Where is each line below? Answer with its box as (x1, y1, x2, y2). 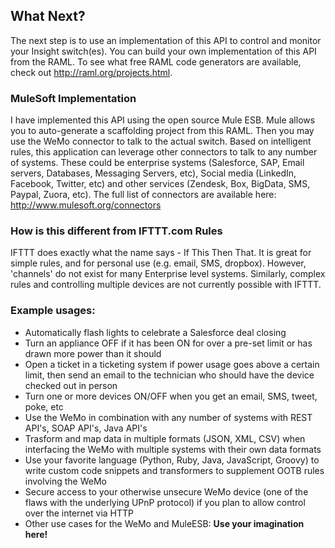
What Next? (10, 8, 86, 25)
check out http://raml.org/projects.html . (10, 66, 173, 78)
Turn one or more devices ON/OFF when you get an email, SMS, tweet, (24, 390, 318, 402)
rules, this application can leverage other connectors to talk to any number (10, 146, 318, 158)
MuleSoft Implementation (10, 91, 137, 105)
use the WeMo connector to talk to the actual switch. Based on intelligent (10, 135, 312, 148)
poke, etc (24, 400, 64, 413)
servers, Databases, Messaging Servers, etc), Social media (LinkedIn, (10, 167, 297, 179)
